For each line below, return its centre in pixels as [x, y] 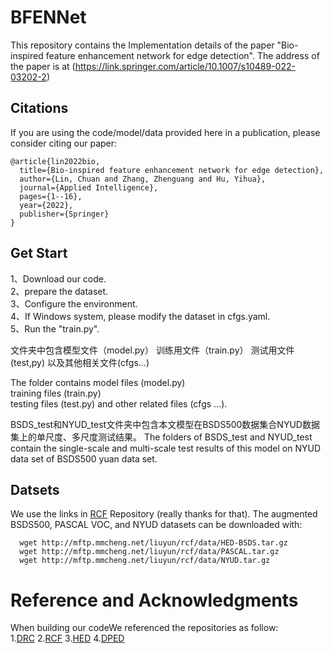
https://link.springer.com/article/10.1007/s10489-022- [185, 66]
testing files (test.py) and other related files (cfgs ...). [119, 403]
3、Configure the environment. [74, 303]
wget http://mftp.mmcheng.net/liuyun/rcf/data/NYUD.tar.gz [145, 561]
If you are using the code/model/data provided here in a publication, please [165, 132]
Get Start [39, 253]
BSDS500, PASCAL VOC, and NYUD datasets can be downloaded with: [156, 525]
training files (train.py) [56, 393]
